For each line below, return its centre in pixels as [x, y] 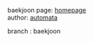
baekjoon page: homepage [47, 10]
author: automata [33, 17]
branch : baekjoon [34, 31]
